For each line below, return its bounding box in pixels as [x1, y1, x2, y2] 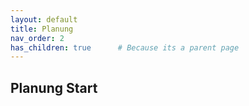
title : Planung [10, 24, 74, 34]
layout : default [10, 14, 78, 25]
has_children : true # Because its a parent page [10, 42, 240, 53]
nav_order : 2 [10, 33, 65, 43]
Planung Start [10, 79, 98, 96]
